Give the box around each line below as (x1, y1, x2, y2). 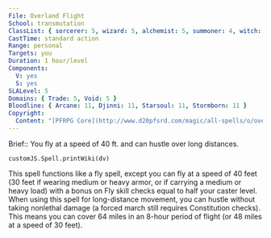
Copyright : (8, 110, 45, 118)
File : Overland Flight (8, 11, 85, 20)
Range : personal (8, 42, 63, 50)
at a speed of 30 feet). (8, 219, 83, 230)
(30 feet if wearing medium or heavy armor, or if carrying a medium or (8, 177, 242, 186)
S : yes (15, 79, 38, 87)
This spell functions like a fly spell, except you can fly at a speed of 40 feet (8, 169, 258, 178)
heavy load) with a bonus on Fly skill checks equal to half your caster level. (8, 186, 258, 195)
